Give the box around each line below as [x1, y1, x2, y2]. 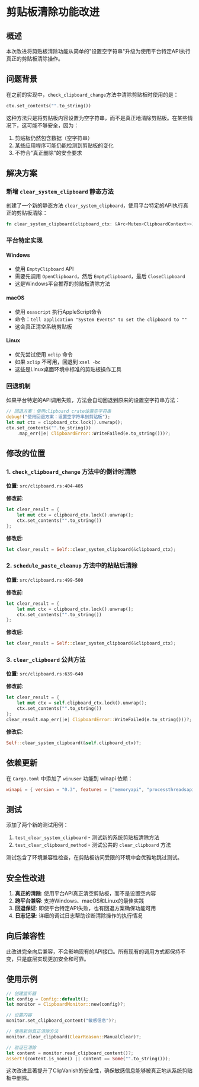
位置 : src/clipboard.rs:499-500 [6, 576, 84, 583]
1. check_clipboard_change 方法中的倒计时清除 [6, 467, 137, 476]
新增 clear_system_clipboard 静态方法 [6, 187, 114, 196]
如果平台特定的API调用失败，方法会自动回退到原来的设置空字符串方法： [6, 397, 181, 404]
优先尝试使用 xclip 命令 [14, 350, 73, 358]
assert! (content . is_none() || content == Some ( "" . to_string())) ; [6, 1056, 171, 1062]
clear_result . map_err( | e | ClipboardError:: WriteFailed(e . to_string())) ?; [6, 716, 192, 722]
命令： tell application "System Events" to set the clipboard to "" [14, 315, 188, 323]
